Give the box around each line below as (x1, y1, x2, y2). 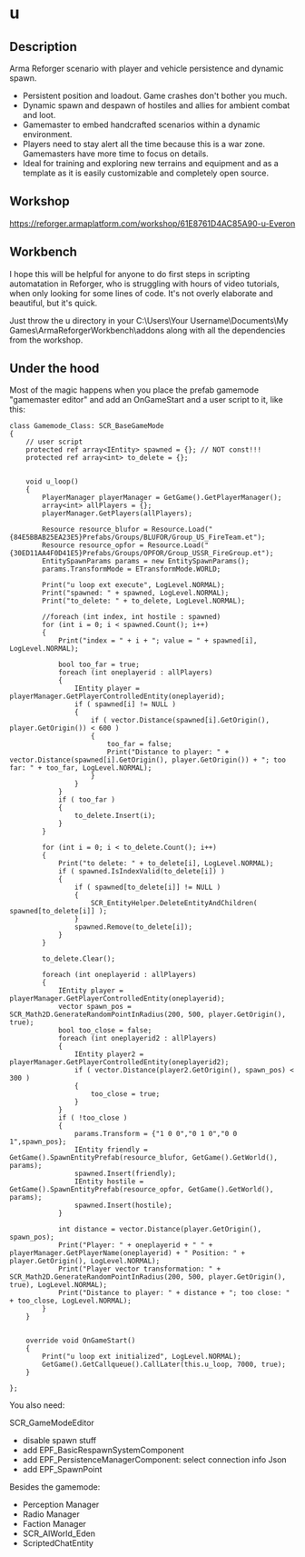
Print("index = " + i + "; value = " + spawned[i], (57, 636, 258, 645)
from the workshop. (9, 334, 84, 345)
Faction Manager (22, 1519, 86, 1530)
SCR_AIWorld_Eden (22, 1528, 96, 1539)
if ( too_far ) (57, 795, 116, 804)
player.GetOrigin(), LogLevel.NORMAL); (9, 1257, 161, 1266)
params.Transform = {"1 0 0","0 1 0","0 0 (74, 1130, 238, 1139)
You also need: (9, 1400, 65, 1411)
